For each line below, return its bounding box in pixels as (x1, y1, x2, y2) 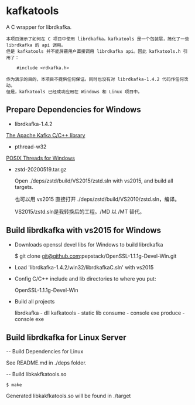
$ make (6, 382, 22, 388)
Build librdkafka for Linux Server (6, 332, 127, 342)
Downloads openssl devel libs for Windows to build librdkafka (14, 241, 163, 248)
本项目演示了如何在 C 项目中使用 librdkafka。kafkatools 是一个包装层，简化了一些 (6, 36, 190, 42)
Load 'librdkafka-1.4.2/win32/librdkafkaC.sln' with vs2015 (14, 264, 154, 271)
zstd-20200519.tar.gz (14, 166, 67, 173)
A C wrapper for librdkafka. (6, 23, 72, 31)
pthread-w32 (14, 143, 47, 150)
